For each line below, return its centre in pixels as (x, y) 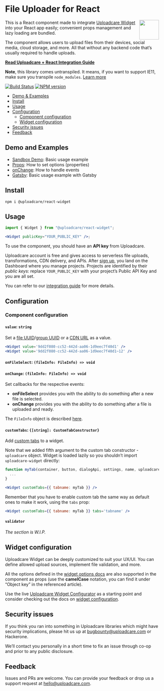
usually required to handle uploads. (41, 53)
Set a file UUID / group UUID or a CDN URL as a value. (58, 337)
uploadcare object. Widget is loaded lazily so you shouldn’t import (71, 455)
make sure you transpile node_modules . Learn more (56, 77)
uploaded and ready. (33, 409)
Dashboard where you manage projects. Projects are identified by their (76, 266)
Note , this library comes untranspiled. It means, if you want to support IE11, (80, 71)
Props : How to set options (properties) (51, 164)
